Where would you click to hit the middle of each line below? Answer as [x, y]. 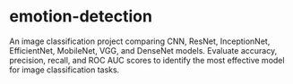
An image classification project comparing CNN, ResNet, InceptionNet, [140, 41]
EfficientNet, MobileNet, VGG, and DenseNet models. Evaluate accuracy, [143, 50]
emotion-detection [81, 17]
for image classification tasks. [65, 70]
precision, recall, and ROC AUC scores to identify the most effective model [147, 60]
